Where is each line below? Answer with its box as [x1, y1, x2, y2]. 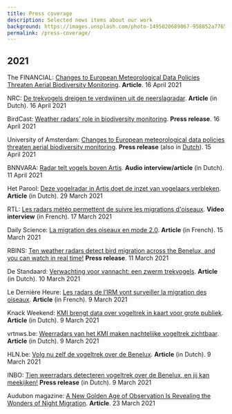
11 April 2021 [7, 171, 43, 180]
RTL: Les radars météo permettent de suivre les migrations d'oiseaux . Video [7, 205, 224, 214]
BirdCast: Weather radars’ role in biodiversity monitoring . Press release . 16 [7, 115, 220, 123]
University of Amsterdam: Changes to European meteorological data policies [7, 135, 225, 144]
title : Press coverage [7, 10, 72, 17]
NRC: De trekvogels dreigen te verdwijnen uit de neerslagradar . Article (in [7, 94, 217, 102]
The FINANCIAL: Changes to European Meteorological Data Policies [7, 73, 200, 82]
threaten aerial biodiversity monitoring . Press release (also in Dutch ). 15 [7, 143, 212, 151]
